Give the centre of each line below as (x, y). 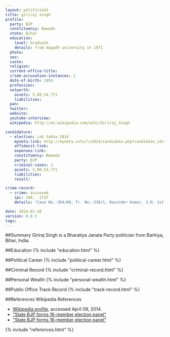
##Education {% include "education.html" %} (52, 250)
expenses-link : (30, 151)
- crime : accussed (29, 193)
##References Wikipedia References (44, 300)
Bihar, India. (17, 240)
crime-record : (20, 188)
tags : (11, 221)
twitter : (19, 109)
